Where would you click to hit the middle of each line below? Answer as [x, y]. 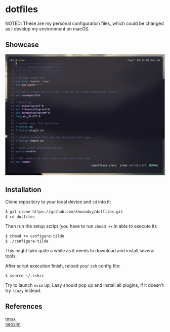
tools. [11, 256]
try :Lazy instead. [23, 291]
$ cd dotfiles [20, 217]
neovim [13, 324]
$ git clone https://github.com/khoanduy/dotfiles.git [64, 212]
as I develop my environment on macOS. [48, 28]
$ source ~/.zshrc [25, 276]
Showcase [22, 45]
